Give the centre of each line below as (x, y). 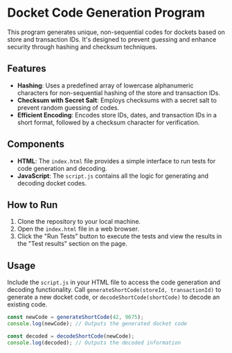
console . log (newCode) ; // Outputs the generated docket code (97, 324)
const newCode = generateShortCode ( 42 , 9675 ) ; (75, 318)
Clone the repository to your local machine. (79, 222)
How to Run (33, 205)
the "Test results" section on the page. (72, 244)
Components (36, 144)
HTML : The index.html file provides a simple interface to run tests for (116, 161)
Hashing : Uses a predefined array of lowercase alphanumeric (105, 85)
